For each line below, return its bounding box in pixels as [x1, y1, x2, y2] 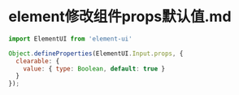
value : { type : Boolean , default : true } [23, 64, 165, 73]
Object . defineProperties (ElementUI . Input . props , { [8, 50, 184, 58]
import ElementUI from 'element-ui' [8, 34, 133, 43]
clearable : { [15, 57, 60, 65]
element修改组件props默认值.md [8, 7, 232, 26]
